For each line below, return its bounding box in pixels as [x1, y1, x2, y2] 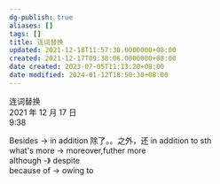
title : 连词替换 [9, 37, 64, 47]
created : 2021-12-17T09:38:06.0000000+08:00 [9, 54, 177, 63]
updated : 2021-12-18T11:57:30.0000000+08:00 [9, 46, 177, 55]
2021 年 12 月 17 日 [9, 107, 77, 118]
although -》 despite [9, 155, 81, 165]
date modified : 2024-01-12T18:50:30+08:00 [9, 71, 169, 80]
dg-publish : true [9, 12, 74, 22]
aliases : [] [9, 21, 53, 30]
